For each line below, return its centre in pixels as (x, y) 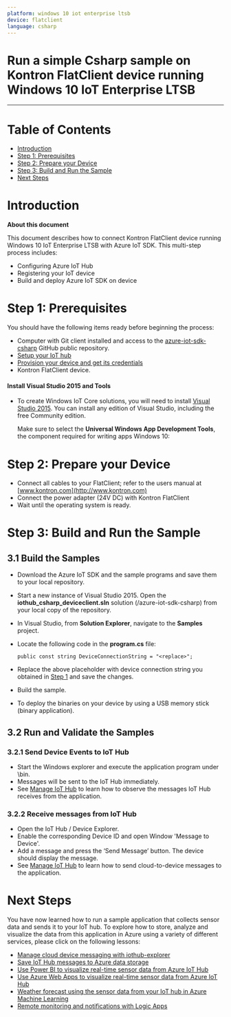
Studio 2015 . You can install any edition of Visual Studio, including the (115, 408)
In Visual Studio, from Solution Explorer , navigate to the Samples (110, 623)
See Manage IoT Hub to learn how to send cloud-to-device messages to (119, 866)
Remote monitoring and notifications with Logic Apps (92, 1006)
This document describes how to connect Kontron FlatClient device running (114, 238)
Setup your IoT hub (44, 356)
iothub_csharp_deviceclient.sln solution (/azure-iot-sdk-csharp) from (117, 603)
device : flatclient (35, 20)
